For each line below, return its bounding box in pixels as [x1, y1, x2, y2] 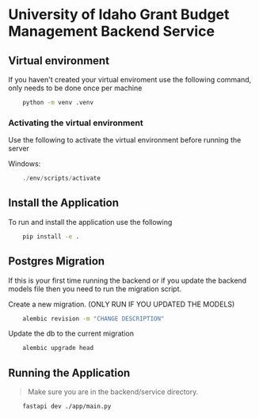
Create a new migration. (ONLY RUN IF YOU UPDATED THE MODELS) [8, 299, 235, 309]
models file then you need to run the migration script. [8, 283, 182, 294]
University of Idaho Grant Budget [8, 6, 230, 24]
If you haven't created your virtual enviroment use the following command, [8, 75, 252, 84]
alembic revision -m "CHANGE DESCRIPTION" [22, 314, 165, 322]
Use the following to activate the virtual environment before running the [8, 135, 242, 145]
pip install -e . [22, 232, 80, 241]
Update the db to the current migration [8, 329, 135, 338]
